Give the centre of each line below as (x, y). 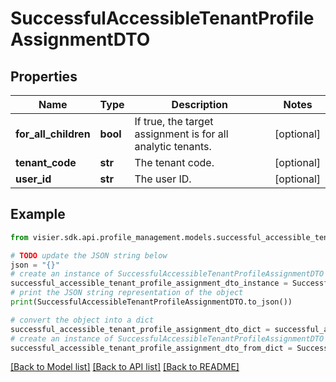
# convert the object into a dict (82, 320)
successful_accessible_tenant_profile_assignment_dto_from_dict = (151, 348)
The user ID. (163, 179)
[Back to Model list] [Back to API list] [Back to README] (125, 367)
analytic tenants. (173, 146)
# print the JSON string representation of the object (127, 293)
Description (200, 104)
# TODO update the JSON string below (89, 255)
